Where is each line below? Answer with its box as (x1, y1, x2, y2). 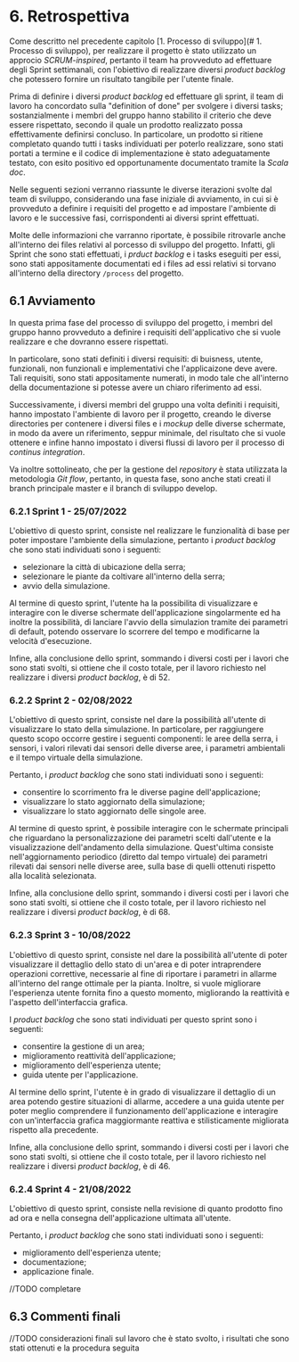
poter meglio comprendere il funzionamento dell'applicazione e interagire (9, 1105, 279, 1116)
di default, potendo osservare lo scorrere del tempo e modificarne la (9, 626, 260, 637)
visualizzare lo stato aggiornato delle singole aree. (21, 805, 206, 817)
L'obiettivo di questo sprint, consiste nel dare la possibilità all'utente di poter (9, 949, 287, 960)
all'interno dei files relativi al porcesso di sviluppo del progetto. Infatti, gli (9, 239, 276, 250)
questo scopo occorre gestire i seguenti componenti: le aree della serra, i (9, 733, 279, 744)
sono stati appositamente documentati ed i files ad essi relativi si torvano (9, 258, 277, 268)
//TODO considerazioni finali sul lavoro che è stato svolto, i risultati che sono (9, 1333, 289, 1343)
